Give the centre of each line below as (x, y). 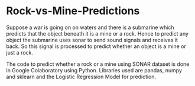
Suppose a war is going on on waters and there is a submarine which (90, 27)
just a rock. (20, 52)
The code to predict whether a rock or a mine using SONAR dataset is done (98, 64)
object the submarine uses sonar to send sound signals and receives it (92, 40)
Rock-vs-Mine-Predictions (73, 11)
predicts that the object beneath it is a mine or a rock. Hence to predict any (97, 33)
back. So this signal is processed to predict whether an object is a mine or (96, 46)
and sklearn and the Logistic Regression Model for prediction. (81, 77)
